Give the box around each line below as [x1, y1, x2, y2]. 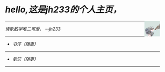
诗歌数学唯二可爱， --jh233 [5, 26, 61, 32]
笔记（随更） [12, 56, 38, 62]
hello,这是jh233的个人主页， [5, 4, 122, 15]
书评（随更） [12, 41, 38, 47]
